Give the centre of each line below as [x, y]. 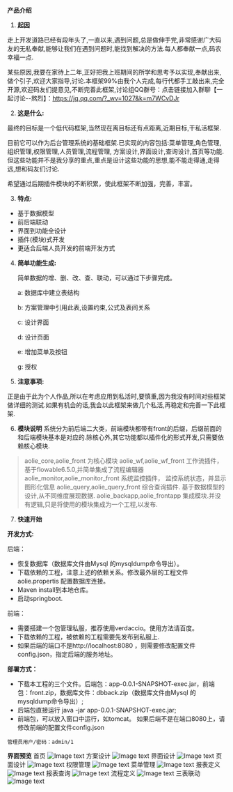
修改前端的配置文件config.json [61, 728]
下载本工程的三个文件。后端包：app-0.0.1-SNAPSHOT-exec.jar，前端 [116, 684]
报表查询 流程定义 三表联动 [123, 773]
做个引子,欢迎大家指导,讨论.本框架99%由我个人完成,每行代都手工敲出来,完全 [116, 81]
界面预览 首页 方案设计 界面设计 [91, 756]
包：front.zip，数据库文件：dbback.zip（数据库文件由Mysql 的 [106, 693]
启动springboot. [40, 599]
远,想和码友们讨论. [34, 169]
